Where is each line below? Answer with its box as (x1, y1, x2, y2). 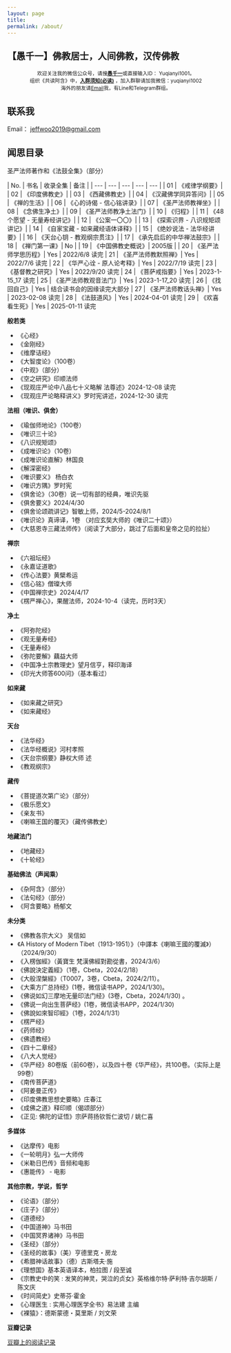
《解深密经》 (17, 463, 54, 472)
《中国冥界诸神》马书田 (17, 1231, 84, 1239)
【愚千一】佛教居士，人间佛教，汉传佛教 (7, 50, 179, 62)
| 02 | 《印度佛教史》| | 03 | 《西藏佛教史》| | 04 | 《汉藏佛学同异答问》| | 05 (7, 190, 225, 198)
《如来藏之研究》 (17, 698, 66, 707)
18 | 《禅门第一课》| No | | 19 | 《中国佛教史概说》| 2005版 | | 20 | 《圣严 (7, 241, 213, 250)
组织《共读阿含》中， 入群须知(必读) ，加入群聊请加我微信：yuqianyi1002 (30, 77, 202, 85)
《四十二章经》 (17, 1043, 60, 1052)
